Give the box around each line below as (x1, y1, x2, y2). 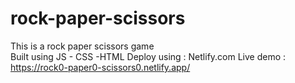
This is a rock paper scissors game (10, 40, 155, 52)
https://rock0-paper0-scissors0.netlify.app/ (10, 61, 191, 73)
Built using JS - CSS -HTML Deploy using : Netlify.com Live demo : (10, 50, 287, 62)
